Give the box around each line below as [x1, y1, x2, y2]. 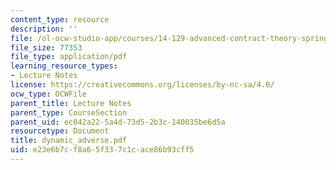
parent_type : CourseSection [10, 107, 128, 118]
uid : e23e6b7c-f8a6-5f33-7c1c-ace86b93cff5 [10, 145, 195, 155]
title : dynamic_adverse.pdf [10, 136, 128, 146]
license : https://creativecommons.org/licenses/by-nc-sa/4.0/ [10, 80, 275, 90]
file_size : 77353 [10, 42, 83, 53]
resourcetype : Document [10, 126, 110, 136]
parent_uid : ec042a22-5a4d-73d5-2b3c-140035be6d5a [10, 117, 226, 127]
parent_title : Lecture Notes [10, 98, 132, 108]
